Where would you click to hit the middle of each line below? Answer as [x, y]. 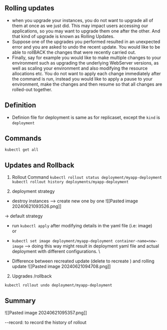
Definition [20, 105]
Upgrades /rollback [32, 276]
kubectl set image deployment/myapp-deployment [62, 241]
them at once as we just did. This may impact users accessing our [80, 26]
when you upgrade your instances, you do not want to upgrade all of [82, 20]
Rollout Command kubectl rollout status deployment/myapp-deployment [87, 177]
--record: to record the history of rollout [46, 322]
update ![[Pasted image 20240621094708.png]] [61, 266]
